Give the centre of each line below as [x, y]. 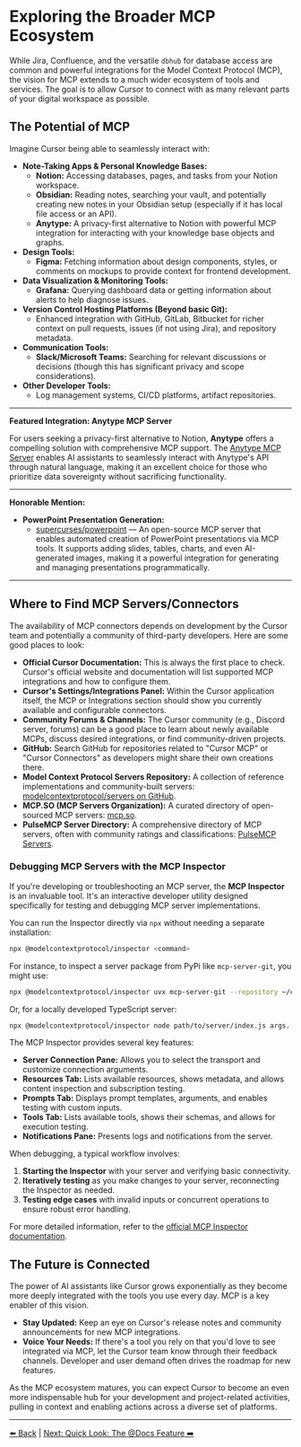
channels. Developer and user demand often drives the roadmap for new [156, 1361]
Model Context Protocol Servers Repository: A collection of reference [153, 776]
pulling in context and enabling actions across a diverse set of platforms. [143, 1407]
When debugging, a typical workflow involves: [95, 1154]
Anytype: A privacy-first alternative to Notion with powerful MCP [156, 223]
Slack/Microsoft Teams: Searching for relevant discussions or [151, 357]
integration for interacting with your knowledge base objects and [155, 233]
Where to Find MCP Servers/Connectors [124, 604]
